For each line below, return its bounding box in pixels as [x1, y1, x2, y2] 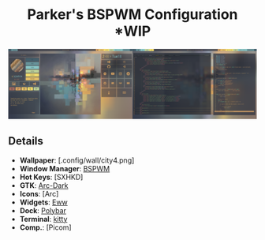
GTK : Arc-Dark [19, 180, 69, 190]
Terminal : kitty [19, 214, 68, 223]
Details [8, 134, 43, 148]
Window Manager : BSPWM [19, 163, 110, 173]
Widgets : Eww [19, 197, 69, 207]
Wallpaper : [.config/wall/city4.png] [19, 156, 135, 165]
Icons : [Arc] [19, 189, 59, 198]
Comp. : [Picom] [19, 223, 73, 232]
